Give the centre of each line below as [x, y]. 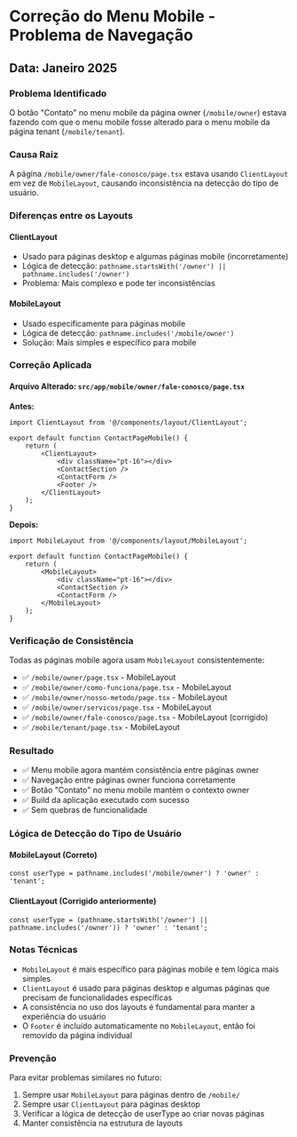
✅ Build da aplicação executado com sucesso [106, 800]
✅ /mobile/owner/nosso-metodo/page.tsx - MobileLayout [125, 697]
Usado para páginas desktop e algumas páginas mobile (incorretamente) [155, 257]
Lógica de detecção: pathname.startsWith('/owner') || [124, 266]
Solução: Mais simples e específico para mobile [109, 342]
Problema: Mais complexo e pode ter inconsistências [118, 283]
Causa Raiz [34, 155]
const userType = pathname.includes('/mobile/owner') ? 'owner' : [134, 874]
